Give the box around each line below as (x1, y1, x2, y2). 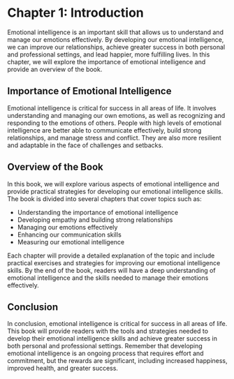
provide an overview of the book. (7, 65, 103, 73)
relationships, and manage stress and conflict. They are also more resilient (7, 133, 221, 142)
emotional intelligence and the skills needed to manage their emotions (7, 274, 209, 282)
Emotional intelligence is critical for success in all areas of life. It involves (7, 103, 217, 112)
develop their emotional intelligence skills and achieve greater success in (7, 334, 218, 343)
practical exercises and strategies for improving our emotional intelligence (7, 258, 221, 267)
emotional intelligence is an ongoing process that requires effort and (7, 349, 204, 357)
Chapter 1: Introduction (7, 5, 145, 21)
